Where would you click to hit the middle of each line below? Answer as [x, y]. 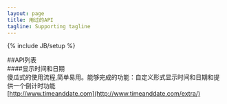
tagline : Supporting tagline [49, 26]
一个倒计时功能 [34, 86]
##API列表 [22, 60]
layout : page [26, 13]
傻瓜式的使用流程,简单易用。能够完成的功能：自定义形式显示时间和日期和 [111, 77]
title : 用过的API [30, 20]
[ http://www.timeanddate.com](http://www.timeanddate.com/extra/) [104, 94]
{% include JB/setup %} [41, 46]
